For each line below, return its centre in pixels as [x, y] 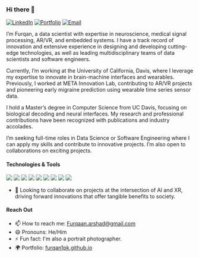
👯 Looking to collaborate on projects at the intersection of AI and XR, [99, 190]
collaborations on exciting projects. [49, 151]
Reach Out [19, 210]
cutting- [178, 46]
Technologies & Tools [33, 164]
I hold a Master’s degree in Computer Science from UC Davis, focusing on [97, 108]
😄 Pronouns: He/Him [41, 232]
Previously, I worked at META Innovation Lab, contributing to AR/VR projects [99, 83]
